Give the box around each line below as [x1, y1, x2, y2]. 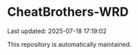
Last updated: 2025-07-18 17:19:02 [7, 27, 107, 35]
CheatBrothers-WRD [7, 4, 129, 20]
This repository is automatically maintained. [7, 40, 132, 48]
